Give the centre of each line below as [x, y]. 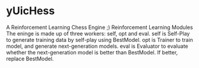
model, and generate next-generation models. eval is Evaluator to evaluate [97, 46]
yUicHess [31, 11]
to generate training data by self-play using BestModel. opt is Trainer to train [99, 40]
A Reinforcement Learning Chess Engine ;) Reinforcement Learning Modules [99, 27]
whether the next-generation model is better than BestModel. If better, [92, 52]
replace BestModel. [30, 59]
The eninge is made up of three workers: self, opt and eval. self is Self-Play [98, 33]
